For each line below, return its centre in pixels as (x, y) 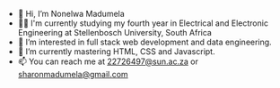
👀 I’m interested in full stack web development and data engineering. (144, 42)
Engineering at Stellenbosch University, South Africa (115, 32)
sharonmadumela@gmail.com (73, 74)
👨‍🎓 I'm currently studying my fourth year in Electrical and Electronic (143, 23)
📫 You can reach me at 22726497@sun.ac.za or (108, 61)
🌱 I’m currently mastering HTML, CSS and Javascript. (116, 52)
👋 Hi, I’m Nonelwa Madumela (71, 14)
